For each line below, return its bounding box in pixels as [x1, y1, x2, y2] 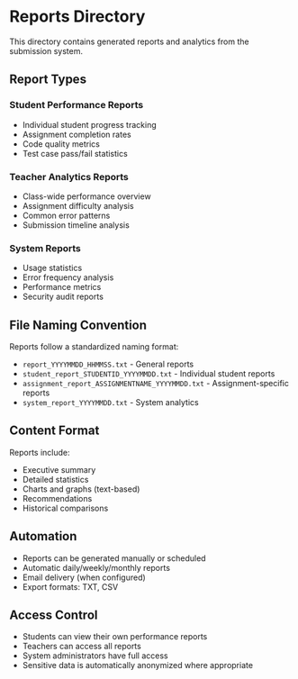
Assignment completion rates [22, 129, 132, 140]
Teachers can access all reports [22, 641, 141, 652]
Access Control [9, 608, 98, 623]
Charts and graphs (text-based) [22, 484, 140, 494]
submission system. [9, 45, 84, 56]
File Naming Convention [9, 317, 147, 332]
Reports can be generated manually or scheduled [22, 552, 206, 564]
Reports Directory [9, 6, 146, 27]
